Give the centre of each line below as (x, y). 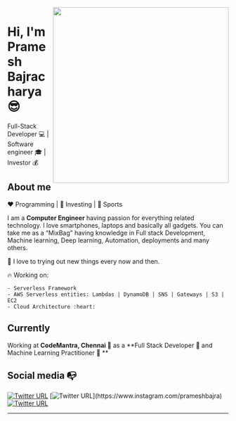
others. (18, 247)
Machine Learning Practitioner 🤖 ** (58, 352)
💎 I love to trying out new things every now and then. (84, 261)
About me (29, 187)
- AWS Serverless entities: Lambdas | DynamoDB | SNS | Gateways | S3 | (116, 294)
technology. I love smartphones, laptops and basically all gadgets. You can (115, 225)
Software (20, 144)
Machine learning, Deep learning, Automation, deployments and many (108, 240)
